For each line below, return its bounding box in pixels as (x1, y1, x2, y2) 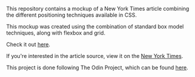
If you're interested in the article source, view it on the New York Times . (6, 53, 184, 59)
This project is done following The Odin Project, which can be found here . (6, 64, 188, 71)
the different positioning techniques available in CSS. (6, 11, 137, 19)
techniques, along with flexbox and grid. (6, 29, 106, 36)
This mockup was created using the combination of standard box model (6, 23, 184, 30)
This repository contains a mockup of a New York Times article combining (6, 5, 190, 12)
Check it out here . (6, 41, 51, 48)
